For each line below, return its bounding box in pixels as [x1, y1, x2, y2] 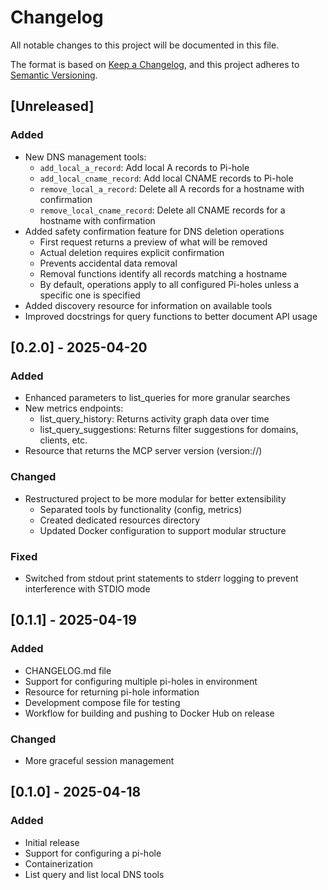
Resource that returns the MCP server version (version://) [24, 445, 263, 457]
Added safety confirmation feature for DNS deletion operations [24, 225, 285, 237]
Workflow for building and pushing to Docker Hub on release [24, 707, 275, 719]
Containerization [24, 857, 94, 870]
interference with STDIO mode [24, 582, 151, 595]
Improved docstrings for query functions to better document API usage [24, 310, 318, 322]
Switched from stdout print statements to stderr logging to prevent [24, 572, 299, 584]
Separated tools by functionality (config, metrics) [39, 503, 243, 515]
